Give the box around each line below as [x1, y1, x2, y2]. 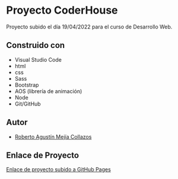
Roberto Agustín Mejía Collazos [14, 133, 92, 140]
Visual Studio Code [14, 56, 62, 63]
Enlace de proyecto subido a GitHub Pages [6, 166, 111, 173]
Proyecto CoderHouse [6, 4, 118, 17]
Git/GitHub [14, 100, 41, 107]
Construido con [6, 40, 65, 50]
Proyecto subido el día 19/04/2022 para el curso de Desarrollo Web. [6, 23, 173, 30]
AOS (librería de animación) [14, 87, 82, 95]
